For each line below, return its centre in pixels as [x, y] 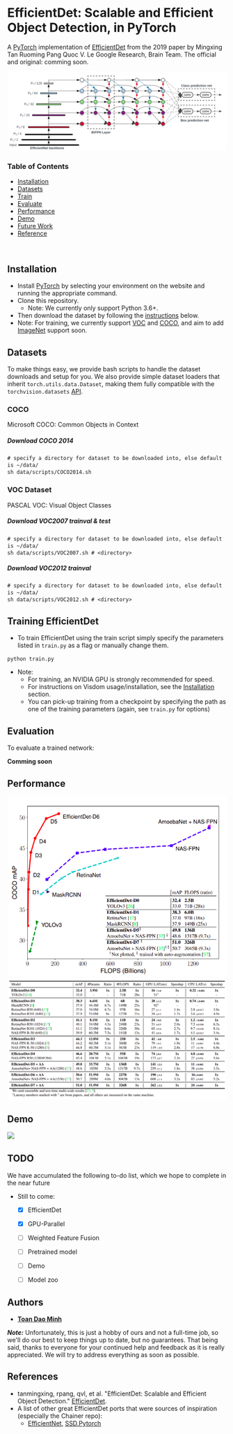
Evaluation [31, 731]
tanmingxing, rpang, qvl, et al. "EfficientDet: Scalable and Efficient [112, 1394]
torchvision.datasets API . [45, 391]
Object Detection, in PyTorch [92, 28]
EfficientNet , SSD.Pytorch [64, 1423]
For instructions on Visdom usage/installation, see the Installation [121, 687]
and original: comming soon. [48, 61]
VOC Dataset [30, 490]
